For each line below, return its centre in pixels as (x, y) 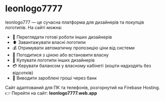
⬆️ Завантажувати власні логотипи (49, 42)
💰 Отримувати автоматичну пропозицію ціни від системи (73, 48)
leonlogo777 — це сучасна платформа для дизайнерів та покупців (75, 22)
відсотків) (23, 72)
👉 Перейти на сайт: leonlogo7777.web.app (51, 93)
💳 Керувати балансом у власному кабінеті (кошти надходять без (82, 66)
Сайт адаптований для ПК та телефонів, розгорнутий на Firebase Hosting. (83, 87)
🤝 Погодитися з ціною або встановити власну (60, 55)
